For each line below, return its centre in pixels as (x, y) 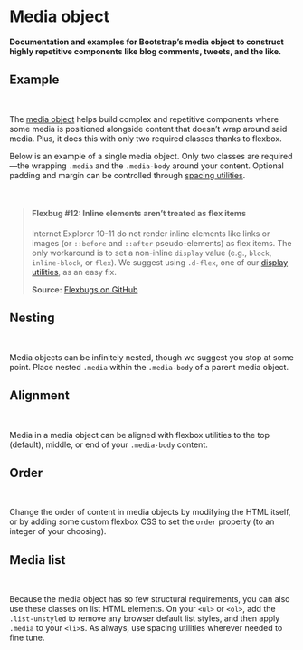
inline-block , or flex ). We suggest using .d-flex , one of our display (160, 262)
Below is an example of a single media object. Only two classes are (134, 156)
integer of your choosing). (58, 531)
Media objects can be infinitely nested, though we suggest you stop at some (151, 357)
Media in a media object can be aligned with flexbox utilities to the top (139, 435)
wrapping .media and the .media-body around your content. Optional (158, 166)
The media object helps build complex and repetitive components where (144, 119)
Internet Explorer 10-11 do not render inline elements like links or (151, 234)
